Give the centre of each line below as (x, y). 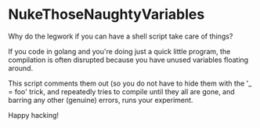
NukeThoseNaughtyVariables (107, 15)
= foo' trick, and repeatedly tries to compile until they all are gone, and (121, 91)
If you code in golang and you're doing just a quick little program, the (119, 51)
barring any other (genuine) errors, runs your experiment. (101, 100)
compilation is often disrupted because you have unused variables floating (128, 60)
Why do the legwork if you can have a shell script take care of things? (121, 36)
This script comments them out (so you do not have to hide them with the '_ (130, 83)
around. (21, 68)
